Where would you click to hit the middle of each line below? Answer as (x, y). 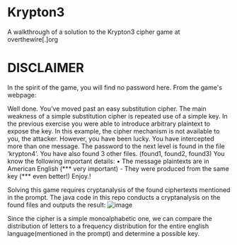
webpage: (22, 95)
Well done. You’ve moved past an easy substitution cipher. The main (107, 108)
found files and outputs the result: (57, 205)
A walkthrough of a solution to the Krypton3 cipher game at (94, 32)
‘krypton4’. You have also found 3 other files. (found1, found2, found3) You (116, 153)
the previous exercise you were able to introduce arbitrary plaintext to (109, 124)
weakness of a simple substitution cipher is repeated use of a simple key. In (117, 116)
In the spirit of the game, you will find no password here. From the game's (115, 87)
